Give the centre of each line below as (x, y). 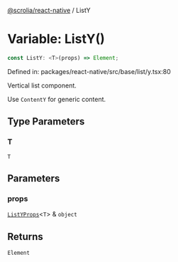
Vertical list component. (42, 85)
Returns (26, 237)
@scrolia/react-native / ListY (49, 10)
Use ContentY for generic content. (57, 99)
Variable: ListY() (56, 39)
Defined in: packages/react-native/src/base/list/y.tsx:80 (89, 71)
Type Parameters (46, 121)
